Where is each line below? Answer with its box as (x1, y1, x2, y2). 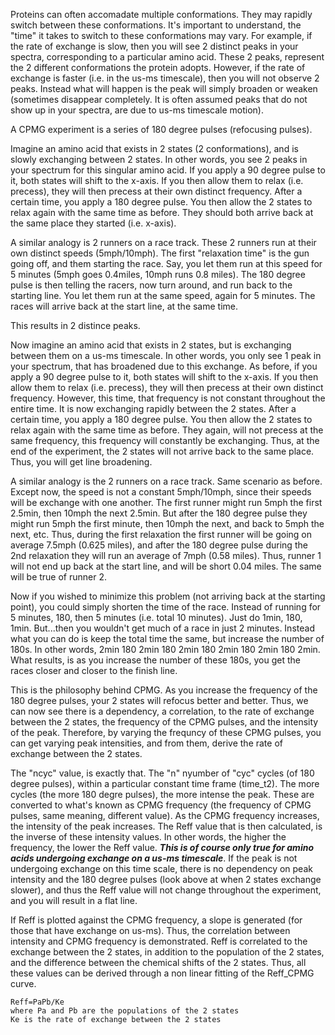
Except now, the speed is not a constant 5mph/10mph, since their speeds (10, 486, 312, 498)
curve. (10, 978, 37, 989)
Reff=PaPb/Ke (10, 997, 65, 1007)
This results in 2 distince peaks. (10, 320, 141, 331)
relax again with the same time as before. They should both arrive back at (10, 207, 314, 218)
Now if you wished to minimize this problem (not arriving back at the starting (10, 590, 326, 602)
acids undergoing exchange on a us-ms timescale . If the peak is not (10, 852, 298, 864)
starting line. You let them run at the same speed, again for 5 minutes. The (10, 290, 316, 301)
